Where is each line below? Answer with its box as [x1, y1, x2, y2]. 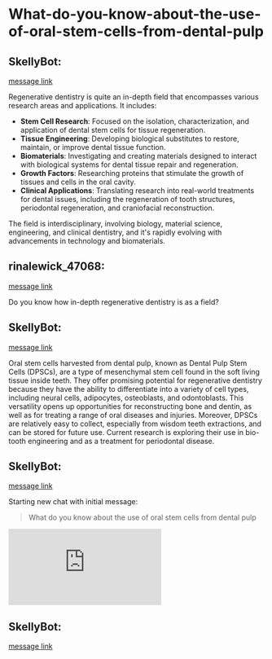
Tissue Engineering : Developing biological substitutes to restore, [20, 134, 239, 143]
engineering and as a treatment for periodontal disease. [28, 436, 215, 446]
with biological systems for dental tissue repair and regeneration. [20, 160, 239, 169]
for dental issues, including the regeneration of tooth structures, [20, 195, 235, 204]
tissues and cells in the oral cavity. [20, 177, 136, 187]
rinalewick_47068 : [8, 260, 105, 274]
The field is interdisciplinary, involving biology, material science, [8, 219, 223, 228]
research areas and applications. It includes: [8, 101, 157, 110]
